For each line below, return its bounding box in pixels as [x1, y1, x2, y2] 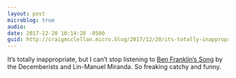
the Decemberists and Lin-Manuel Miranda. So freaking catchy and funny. [7, 63, 221, 71]
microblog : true [7, 17, 55, 24]
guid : [7, 36, 23, 43]
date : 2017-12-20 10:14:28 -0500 [7, 29, 105, 37]
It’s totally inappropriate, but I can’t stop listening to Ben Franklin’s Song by [7, 55, 223, 63]
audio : [7, 23, 27, 30]
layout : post [7, 10, 46, 17]
